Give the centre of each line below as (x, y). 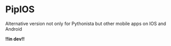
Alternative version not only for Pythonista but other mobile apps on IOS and (86, 24)
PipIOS (20, 9)
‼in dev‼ (15, 39)
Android (14, 29)
